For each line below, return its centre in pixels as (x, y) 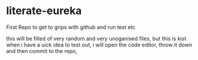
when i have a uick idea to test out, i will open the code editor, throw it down (99, 45)
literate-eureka (44, 11)
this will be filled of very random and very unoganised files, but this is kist (96, 38)
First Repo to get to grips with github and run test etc (71, 27)
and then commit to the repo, (42, 51)
